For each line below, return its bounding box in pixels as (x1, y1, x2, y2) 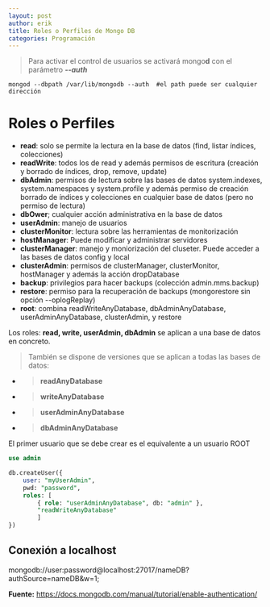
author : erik (8, 19, 52, 27)
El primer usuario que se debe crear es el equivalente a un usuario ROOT (8, 439, 251, 448)
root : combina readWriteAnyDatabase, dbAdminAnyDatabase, (19, 304, 226, 314)
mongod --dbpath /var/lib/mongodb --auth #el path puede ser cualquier (8, 81, 258, 89)
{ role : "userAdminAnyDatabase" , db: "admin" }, (37, 499, 204, 507)
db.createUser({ (8, 469, 63, 477)
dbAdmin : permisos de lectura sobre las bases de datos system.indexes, (19, 175, 263, 185)
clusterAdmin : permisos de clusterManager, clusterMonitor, (19, 261, 220, 271)
